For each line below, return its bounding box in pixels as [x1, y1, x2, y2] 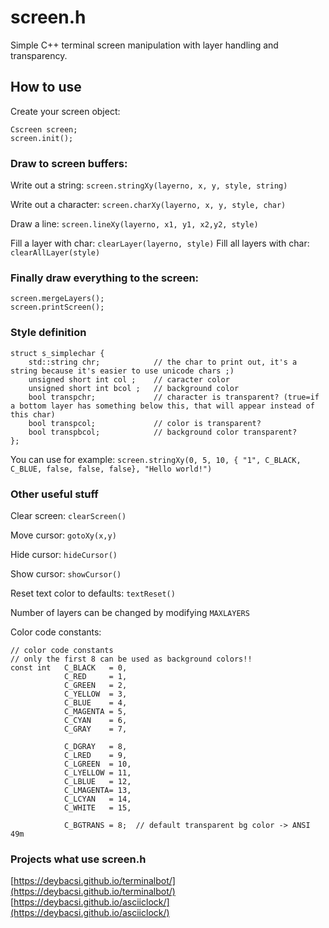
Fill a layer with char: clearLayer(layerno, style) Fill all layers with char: [10, 237, 310, 250]
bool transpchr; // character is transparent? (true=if [28, 392, 320, 402]
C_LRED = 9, [63, 750, 128, 760]
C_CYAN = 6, [63, 715, 128, 725]
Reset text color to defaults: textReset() [10, 587, 176, 599]
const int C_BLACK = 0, [10, 662, 128, 673]
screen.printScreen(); [10, 302, 105, 313]
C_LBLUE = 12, [63, 776, 132, 786]
